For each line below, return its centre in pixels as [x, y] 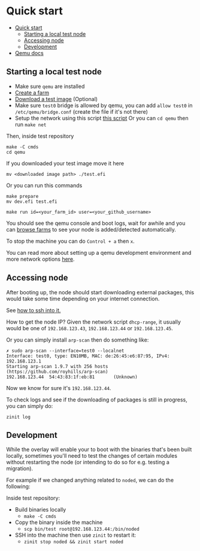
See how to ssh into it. [34, 310]
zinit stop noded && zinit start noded [74, 542]
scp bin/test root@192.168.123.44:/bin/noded [81, 529]
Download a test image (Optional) [56, 99]
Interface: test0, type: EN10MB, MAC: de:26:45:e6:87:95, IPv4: [88, 356]
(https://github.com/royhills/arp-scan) [57, 372]
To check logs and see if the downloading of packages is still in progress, [97, 400]
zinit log [19, 417]
